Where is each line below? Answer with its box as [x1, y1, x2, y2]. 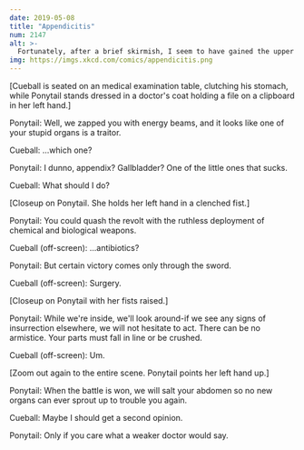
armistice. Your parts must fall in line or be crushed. [9, 333, 202, 343]
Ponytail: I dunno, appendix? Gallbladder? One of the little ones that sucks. [9, 163, 288, 173]
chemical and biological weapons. [9, 225, 137, 235]
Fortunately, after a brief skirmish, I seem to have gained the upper [17, 47, 295, 56]
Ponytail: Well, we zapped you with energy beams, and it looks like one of [9, 117, 284, 128]
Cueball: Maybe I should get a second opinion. [9, 413, 183, 423]
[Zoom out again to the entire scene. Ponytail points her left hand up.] [9, 367, 270, 378]
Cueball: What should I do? [9, 180, 111, 191]
